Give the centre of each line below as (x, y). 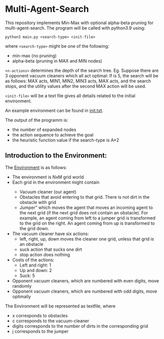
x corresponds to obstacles (40, 315)
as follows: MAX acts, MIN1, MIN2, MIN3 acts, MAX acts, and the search (78, 81)
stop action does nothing (45, 254)
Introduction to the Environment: (56, 155)
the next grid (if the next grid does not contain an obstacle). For (84, 212)
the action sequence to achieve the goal (53, 135)
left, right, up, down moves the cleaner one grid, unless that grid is (87, 239)
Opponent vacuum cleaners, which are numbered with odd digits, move (84, 291)
